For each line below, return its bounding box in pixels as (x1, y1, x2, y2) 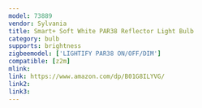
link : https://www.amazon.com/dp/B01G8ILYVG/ (8, 72, 165, 80)
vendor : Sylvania (8, 19, 67, 28)
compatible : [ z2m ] (8, 58, 71, 66)
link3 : (8, 87, 31, 96)
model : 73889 (8, 11, 53, 20)
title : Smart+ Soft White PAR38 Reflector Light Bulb (8, 27, 195, 35)
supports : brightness (8, 42, 82, 50)
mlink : (8, 65, 31, 73)
